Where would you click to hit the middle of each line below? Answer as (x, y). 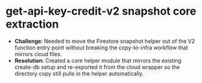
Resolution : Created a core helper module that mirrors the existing (98, 60)
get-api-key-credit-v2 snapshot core (101, 11)
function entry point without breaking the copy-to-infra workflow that (101, 48)
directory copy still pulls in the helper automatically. (79, 73)
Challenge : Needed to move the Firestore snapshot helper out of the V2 (105, 41)
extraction (32, 24)
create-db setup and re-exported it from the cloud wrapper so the (97, 67)
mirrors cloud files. (38, 54)
